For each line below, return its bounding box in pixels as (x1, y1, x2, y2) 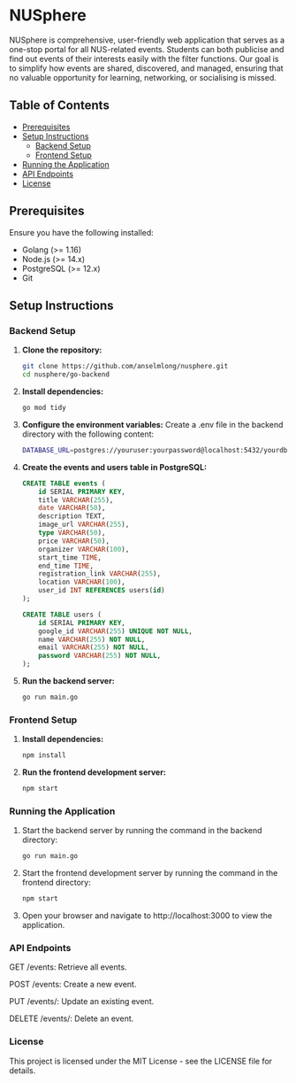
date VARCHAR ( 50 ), (38, 504, 106, 513)
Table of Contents (9, 98, 110, 113)
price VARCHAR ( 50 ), (38, 537, 110, 545)
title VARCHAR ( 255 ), (38, 495, 114, 505)
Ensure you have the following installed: (9, 227, 155, 237)
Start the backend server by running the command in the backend (21, 825, 262, 836)
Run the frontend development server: (21, 767, 166, 777)
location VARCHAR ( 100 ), (38, 577, 125, 587)
